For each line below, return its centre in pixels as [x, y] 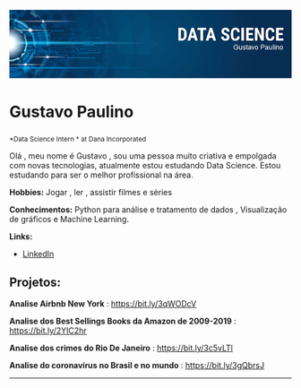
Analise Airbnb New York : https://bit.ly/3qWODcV [103, 304]
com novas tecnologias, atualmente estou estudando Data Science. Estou [145, 166]
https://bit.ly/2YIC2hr [48, 331]
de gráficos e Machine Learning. [69, 220]
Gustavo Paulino [72, 112]
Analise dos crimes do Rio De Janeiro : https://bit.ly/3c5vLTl [121, 348]
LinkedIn [38, 254]
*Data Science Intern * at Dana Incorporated [78, 140]
